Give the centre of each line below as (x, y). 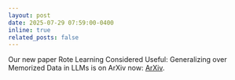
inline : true (29, 30)
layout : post (29, 15)
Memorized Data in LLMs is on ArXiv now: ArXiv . (86, 68)
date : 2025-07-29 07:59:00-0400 (61, 23)
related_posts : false (44, 37)
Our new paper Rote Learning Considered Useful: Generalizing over (117, 60)
